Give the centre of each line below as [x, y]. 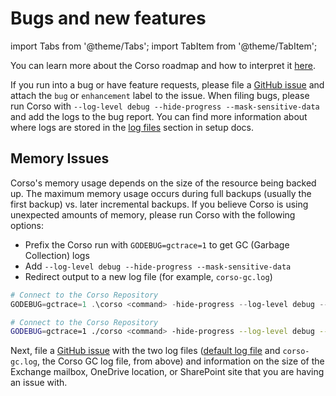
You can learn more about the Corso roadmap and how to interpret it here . [163, 65]
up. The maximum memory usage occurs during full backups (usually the [161, 193]
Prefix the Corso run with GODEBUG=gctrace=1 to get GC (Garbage [157, 244]
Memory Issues [60, 158]
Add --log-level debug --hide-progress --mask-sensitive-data [158, 266]
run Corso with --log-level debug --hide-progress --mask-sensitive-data [165, 106]
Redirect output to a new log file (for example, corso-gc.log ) [148, 276]
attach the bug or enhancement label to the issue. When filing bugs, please [160, 95]
